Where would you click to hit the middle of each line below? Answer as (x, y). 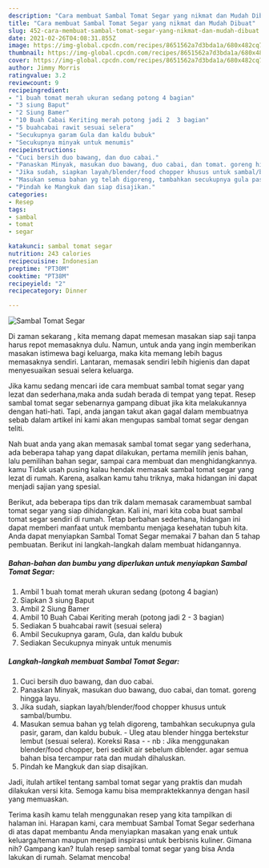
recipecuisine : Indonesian (53, 261)
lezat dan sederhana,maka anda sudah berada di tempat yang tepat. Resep (132, 394)
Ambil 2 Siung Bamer (54, 609)
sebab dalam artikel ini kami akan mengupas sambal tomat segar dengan (128, 420)
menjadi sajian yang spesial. (55, 486)
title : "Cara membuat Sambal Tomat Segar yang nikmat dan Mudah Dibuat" (132, 23)
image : (19, 46)
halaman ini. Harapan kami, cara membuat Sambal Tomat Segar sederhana (131, 823)
